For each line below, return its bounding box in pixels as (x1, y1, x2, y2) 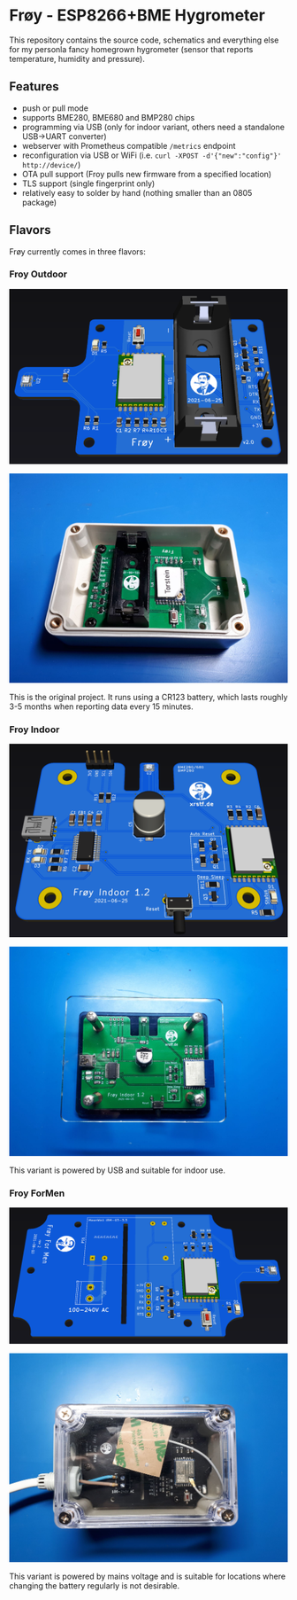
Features (9, 79, 59, 94)
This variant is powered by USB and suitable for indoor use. (9, 1165, 225, 1175)
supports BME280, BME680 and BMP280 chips (21, 112, 195, 122)
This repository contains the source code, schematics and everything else (9, 35, 279, 45)
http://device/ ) (21, 159, 81, 169)
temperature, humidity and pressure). (9, 53, 146, 64)
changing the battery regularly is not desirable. (9, 1580, 179, 1591)
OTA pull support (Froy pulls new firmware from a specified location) (21, 168, 272, 179)
